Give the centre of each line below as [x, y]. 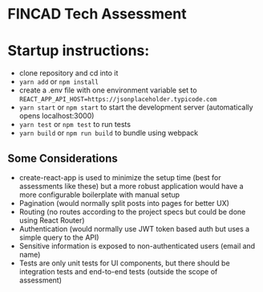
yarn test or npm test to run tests [75, 125]
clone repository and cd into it [69, 73]
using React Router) [52, 220]
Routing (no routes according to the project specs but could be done [132, 212]
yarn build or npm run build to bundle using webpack [108, 133]
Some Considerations [63, 158]
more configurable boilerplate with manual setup [99, 195]
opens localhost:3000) [57, 116]
